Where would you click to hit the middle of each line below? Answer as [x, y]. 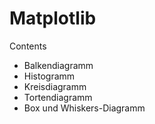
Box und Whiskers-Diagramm [84, 108]
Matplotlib [53, 18]
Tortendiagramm [58, 97]
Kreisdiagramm [55, 86]
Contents [28, 46]
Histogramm [49, 76]
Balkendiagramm [58, 65]
